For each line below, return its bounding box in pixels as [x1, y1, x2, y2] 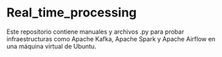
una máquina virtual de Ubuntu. [6, 42, 96, 50]
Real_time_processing [6, 5, 137, 21]
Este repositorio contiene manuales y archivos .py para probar [6, 27, 185, 36]
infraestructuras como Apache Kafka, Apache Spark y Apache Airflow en [6, 34, 216, 43]
